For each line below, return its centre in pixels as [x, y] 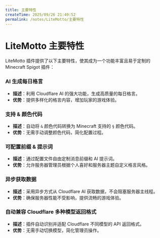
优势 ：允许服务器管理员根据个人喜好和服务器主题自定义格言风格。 [81, 165]
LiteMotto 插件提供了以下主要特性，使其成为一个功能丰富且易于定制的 [78, 61]
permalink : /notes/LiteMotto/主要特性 [45, 19]
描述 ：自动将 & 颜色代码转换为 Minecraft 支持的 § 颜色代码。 [75, 126]
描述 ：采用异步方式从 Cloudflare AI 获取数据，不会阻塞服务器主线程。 [85, 191]
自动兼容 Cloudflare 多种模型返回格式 [51, 212]
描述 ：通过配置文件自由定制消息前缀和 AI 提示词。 [65, 159]
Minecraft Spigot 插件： [30, 67]
